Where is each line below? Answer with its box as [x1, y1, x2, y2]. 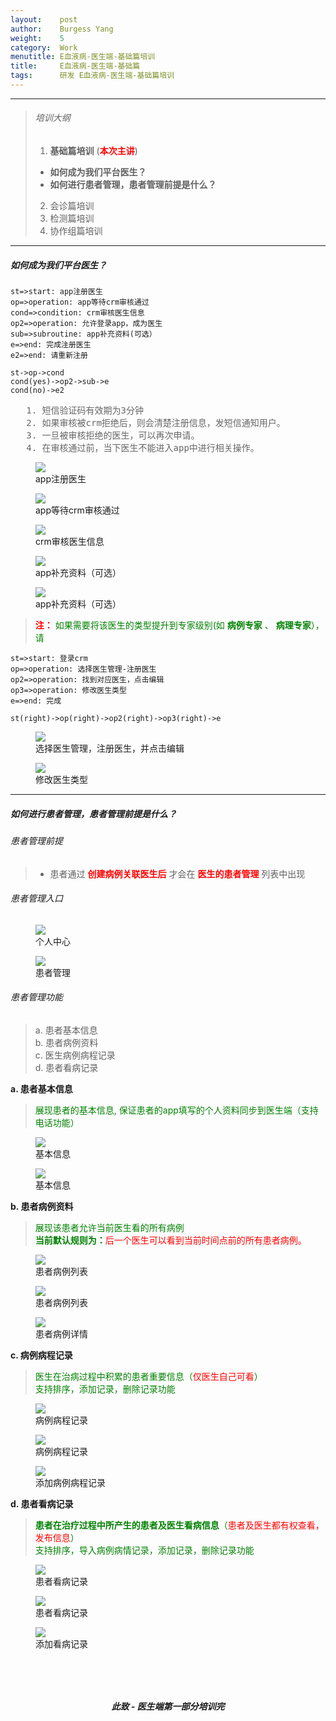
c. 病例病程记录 [10, 1349, 73, 1361]
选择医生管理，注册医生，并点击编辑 [35, 742, 185, 755]
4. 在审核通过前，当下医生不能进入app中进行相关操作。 [26, 442, 260, 454]
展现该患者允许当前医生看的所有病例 [34, 1222, 185, 1234]
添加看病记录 [35, 1638, 88, 1650]
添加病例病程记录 [35, 1477, 106, 1489]
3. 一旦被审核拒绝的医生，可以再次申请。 [26, 430, 200, 441]
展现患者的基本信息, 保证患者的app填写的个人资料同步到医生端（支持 [34, 1104, 319, 1116]
